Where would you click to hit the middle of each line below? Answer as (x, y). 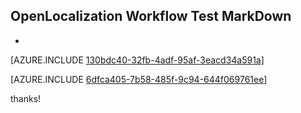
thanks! (26, 98)
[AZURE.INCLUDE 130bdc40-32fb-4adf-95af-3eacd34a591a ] (137, 60)
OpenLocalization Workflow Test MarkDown (151, 16)
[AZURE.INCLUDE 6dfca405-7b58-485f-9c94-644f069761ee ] (139, 79)
